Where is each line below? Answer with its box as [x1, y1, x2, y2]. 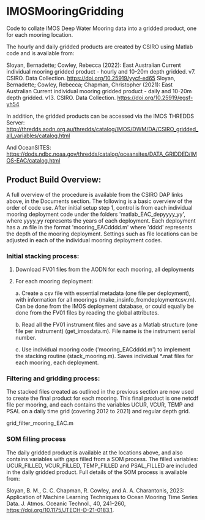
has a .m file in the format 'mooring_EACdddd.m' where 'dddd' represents [6, 223, 193, 231]
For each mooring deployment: [15, 278, 94, 285]
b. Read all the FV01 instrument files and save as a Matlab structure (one [15, 321, 198, 329]
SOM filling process [6, 435, 66, 443]
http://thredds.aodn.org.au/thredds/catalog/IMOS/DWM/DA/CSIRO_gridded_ [6, 125, 199, 132]
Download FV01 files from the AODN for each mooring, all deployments [15, 266, 195, 273]
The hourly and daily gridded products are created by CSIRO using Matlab [6, 43, 193, 50]
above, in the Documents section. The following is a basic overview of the [6, 197, 193, 205]
